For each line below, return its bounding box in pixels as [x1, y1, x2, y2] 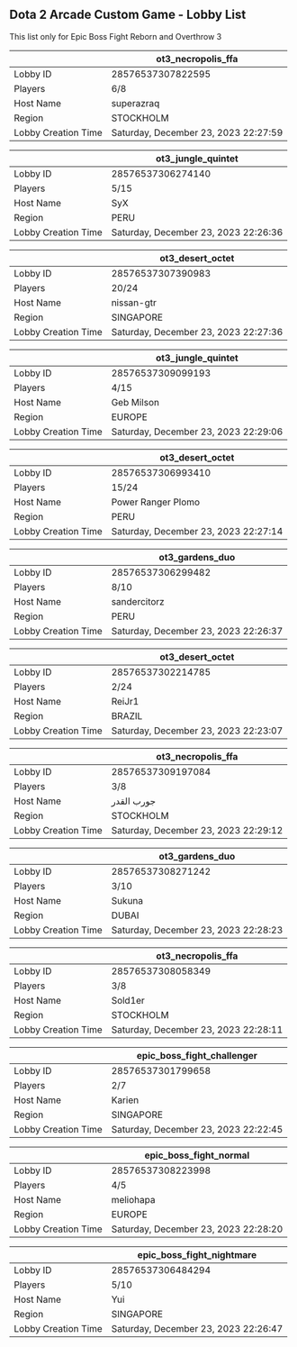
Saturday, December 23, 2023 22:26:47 [111, 1322, 283, 1334]
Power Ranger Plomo [111, 496, 201, 508]
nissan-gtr [111, 296, 157, 309]
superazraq [111, 96, 160, 109]
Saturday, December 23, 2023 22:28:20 [111, 1223, 283, 1235]
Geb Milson [111, 396, 160, 408]
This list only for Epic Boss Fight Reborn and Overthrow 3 [9, 31, 222, 41]
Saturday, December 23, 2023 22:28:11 [111, 1023, 283, 1035]
